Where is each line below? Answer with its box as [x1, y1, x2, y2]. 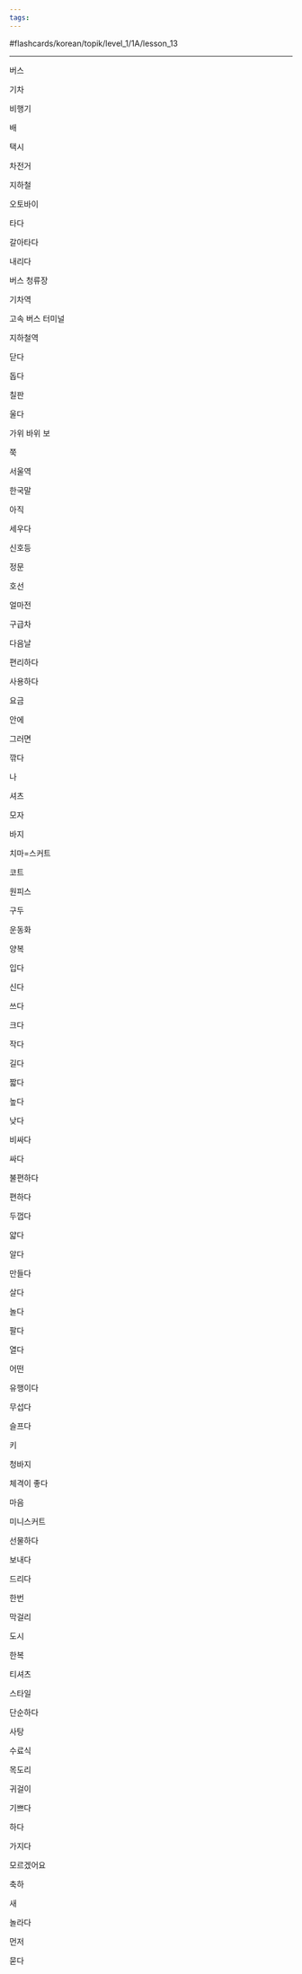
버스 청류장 [9, 275, 49, 286]
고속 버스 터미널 [9, 313, 66, 323]
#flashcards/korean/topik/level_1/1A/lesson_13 [9, 38, 178, 49]
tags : [9, 13, 30, 22]
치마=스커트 [9, 847, 51, 858]
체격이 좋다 [9, 1477, 49, 1488]
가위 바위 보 [9, 428, 51, 438]
